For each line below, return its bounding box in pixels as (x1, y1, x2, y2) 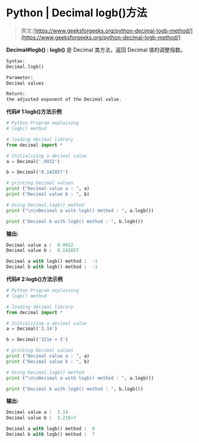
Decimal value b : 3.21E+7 (6, 415, 77, 421)
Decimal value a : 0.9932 (6, 242, 74, 248)
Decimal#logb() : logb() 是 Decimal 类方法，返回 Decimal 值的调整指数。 (6, 46, 186, 53)
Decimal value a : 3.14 (6, 409, 68, 415)
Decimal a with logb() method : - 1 (6, 258, 98, 264)
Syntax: (6, 58, 26, 64)
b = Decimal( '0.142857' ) (6, 169, 68, 175)
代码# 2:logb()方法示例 (6, 276, 63, 283)
